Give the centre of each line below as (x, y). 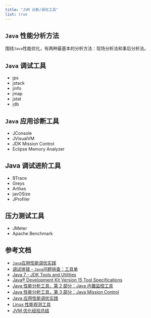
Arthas (19, 188)
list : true (16, 14)
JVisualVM (23, 138)
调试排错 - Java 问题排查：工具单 (45, 269)
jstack (18, 83)
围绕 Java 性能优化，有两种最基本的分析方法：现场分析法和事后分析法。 (77, 49)
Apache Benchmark (32, 233)
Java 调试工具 (25, 66)
